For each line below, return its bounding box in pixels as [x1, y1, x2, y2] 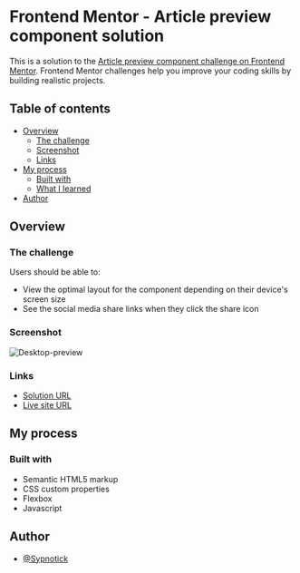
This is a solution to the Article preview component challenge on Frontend [9, 55, 285, 66]
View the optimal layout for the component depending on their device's [22, 284, 288, 296]
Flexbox [22, 492, 53, 504]
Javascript [22, 502, 63, 513]
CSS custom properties [22, 483, 111, 494]
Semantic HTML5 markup [22, 473, 119, 484]
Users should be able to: [9, 267, 102, 277]
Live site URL [22, 400, 73, 411]
